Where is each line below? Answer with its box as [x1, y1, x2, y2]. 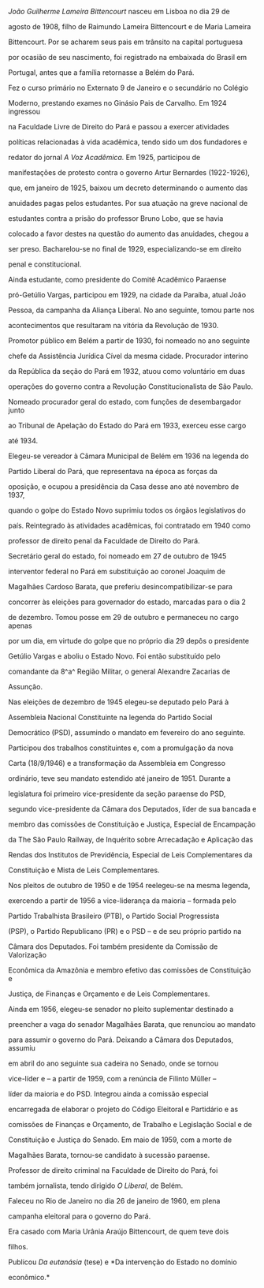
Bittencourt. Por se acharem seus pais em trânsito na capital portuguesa [8, 37, 243, 47]
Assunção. [8, 682, 43, 691]
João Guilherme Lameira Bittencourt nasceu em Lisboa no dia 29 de [8, 7, 230, 16]
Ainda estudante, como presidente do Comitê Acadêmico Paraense [8, 275, 227, 284]
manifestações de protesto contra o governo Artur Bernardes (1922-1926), [8, 168, 251, 177]
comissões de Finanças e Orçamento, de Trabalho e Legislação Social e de [8, 1120, 252, 1129]
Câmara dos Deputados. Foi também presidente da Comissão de [8, 942, 218, 951]
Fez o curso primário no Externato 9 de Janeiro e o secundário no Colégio [8, 83, 249, 92]
